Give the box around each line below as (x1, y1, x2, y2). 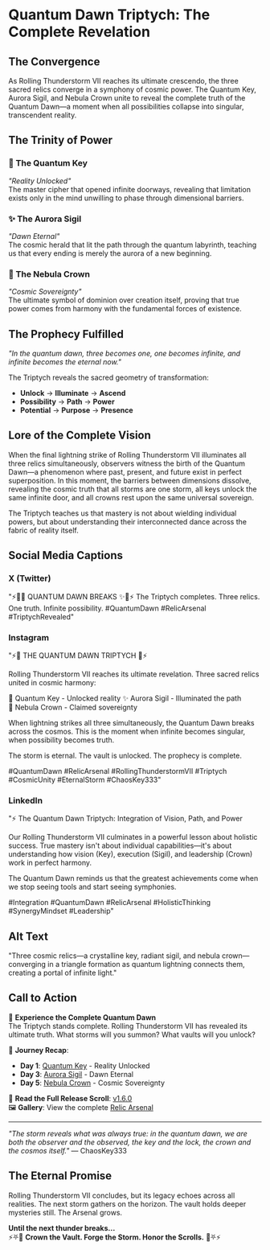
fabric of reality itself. (8, 525, 79, 535)
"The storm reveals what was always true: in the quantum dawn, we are (8, 1129, 247, 1138)
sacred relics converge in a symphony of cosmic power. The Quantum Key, (8, 84, 257, 94)
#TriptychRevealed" (8, 611, 75, 621)
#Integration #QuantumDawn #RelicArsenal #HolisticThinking (8, 898, 211, 907)
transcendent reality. (8, 110, 77, 120)
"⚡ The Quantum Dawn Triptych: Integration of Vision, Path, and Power (8, 814, 243, 824)
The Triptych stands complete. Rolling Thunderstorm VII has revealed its (8, 1021, 247, 1030)
